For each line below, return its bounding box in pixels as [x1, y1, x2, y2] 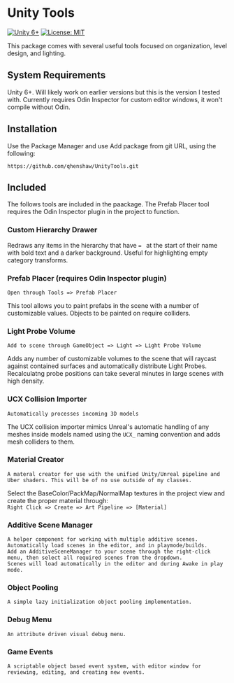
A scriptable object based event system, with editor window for [7, 663, 201, 670]
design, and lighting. [7, 49, 66, 57]
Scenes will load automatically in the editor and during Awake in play [7, 561, 224, 568]
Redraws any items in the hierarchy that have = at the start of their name [7, 241, 218, 249]
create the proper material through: [7, 496, 108, 505]
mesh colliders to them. [7, 437, 75, 446]
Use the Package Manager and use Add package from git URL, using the [7, 141, 217, 150]
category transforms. [7, 255, 68, 264]
